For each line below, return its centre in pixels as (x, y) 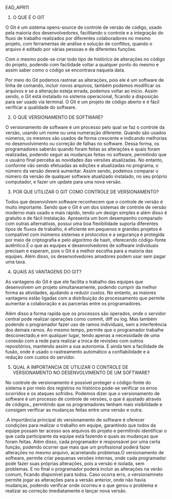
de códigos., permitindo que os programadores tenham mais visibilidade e (84, 404)
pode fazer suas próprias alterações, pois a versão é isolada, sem (75, 464)
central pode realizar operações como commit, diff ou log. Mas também (81, 319)
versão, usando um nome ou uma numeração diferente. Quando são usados (86, 133)
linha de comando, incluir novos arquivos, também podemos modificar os (83, 85)
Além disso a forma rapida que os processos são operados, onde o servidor (86, 313)
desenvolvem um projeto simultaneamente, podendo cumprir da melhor (81, 287)
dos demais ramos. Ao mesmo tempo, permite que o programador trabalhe (85, 330)
